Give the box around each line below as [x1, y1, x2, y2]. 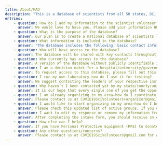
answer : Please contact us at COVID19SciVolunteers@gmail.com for [17, 133, 154, 138]
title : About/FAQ [5, 7, 40, 12]
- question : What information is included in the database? [13, 39, 137, 43]
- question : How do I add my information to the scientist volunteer [13, 20, 157, 26]
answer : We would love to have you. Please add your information [17, 25, 152, 30]
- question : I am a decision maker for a [13, 66, 98, 71]
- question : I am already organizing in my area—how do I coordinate [13, 92, 157, 97]
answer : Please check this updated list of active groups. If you [17, 106, 154, 111]
